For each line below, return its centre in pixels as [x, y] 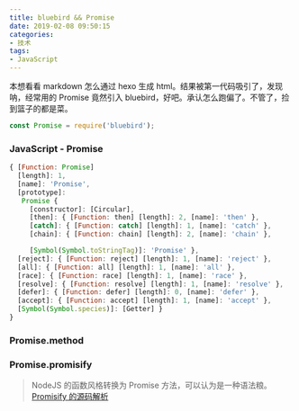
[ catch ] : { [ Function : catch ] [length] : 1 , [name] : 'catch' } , [150, 226]
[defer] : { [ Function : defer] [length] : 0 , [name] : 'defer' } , [139, 292]
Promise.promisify [51, 364]
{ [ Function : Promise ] [52, 167]
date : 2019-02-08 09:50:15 [60, 26]
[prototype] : [42, 192]
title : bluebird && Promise [62, 18]
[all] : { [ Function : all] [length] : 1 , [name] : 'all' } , [127, 267]
